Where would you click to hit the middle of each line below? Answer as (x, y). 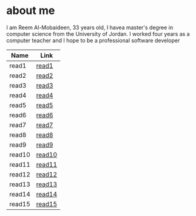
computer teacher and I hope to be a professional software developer (93, 40)
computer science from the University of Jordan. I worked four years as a (98, 33)
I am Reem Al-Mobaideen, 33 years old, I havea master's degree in (90, 27)
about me (31, 11)
